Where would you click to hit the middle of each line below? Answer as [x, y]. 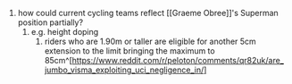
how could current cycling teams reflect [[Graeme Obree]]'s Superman [148, 13]
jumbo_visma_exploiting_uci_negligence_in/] [125, 70]
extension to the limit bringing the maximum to [130, 51]
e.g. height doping [65, 32]
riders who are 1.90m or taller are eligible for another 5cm [150, 41]
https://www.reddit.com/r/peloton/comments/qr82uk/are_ [178, 60]
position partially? [50, 22]
